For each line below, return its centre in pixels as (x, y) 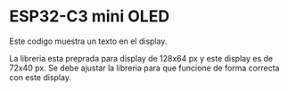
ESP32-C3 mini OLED (90, 17)
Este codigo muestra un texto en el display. (88, 41)
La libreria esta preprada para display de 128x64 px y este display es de (141, 58)
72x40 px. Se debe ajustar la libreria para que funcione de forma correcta (144, 68)
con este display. (40, 77)
